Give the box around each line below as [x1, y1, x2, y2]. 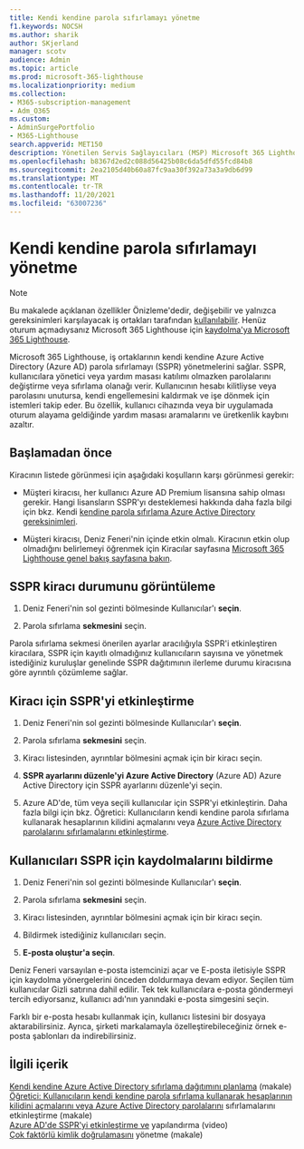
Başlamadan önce [9, 446, 113, 461]
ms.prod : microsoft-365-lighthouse [9, 73, 144, 82]
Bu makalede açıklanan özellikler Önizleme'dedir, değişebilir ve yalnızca [9, 305, 277, 316]
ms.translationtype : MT [9, 173, 100, 182]
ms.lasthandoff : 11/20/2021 [9, 191, 116, 200]
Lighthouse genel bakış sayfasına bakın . [22, 553, 173, 564]
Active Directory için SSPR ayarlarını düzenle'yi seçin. [22, 780, 223, 791]
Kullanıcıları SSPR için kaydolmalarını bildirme [9, 852, 274, 868]
